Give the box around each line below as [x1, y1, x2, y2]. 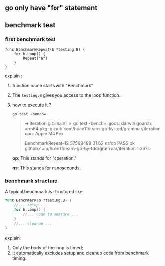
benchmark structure [5, 177, 58, 184]
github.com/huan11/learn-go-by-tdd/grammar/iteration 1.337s [24, 146, 150, 152]
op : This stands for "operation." [12, 155, 77, 161]
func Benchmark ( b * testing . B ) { [5, 198, 72, 203]
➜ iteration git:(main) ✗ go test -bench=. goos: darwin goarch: [24, 120, 153, 126]
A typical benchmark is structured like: [5, 189, 84, 195]
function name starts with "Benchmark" [12, 83, 93, 89]
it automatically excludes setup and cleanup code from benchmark [12, 250, 149, 256]
